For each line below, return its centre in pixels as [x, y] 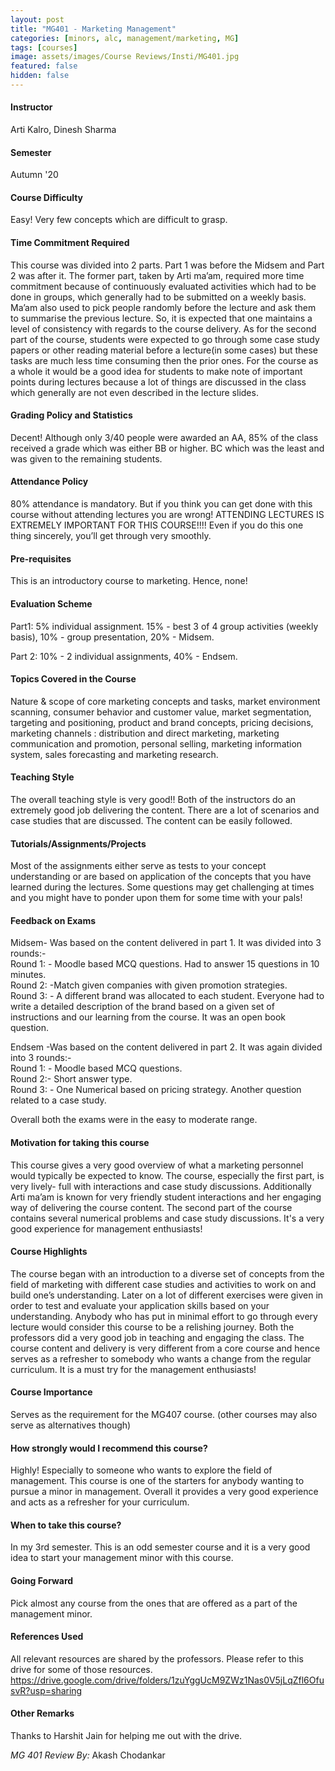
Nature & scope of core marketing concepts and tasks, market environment [165, 701]
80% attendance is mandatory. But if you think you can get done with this [161, 504]
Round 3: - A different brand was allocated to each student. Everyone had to [167, 996]
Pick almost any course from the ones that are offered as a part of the [154, 1603]
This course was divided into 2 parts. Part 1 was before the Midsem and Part [167, 265]
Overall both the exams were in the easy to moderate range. [134, 1120]
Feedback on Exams [53, 920]
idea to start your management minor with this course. [122, 1558]
